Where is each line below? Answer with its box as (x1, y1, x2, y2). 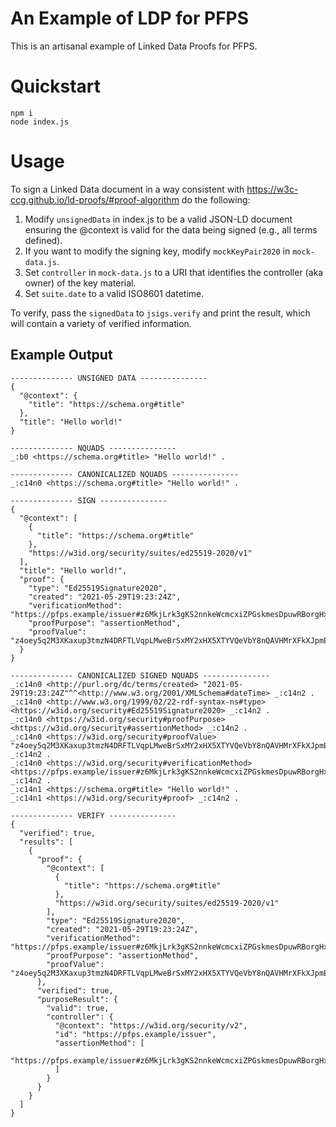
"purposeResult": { (36, 994, 118, 1004)
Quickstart (10, 75, 102, 98)
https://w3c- (246, 183, 299, 195)
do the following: (181, 193, 251, 206)
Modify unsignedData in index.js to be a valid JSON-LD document (24, 213, 293, 225)
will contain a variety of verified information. (10, 317, 192, 329)
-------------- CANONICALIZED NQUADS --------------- (10, 469, 240, 479)
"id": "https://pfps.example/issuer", (54, 1029, 217, 1039)
